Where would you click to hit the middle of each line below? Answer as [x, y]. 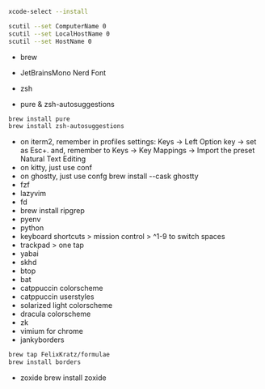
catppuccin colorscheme [61, 289]
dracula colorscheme [55, 314]
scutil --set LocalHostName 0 [59, 34]
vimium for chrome [51, 331]
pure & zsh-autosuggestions [67, 104]
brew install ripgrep [52, 211]
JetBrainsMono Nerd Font [63, 72]
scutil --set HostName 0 [50, 41]
